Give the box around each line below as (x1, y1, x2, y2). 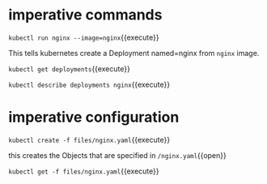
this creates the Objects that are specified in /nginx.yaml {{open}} (8, 150, 227, 160)
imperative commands (8, 6, 163, 24)
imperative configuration (8, 108, 180, 126)
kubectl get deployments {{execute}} (8, 63, 131, 74)
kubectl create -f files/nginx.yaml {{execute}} (8, 135, 171, 144)
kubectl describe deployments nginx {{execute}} (8, 79, 171, 89)
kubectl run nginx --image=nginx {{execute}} (8, 32, 159, 42)
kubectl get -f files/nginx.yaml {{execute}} (8, 166, 159, 176)
